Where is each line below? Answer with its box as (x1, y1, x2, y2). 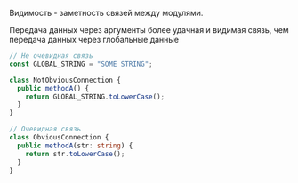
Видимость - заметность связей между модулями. (9, 8, 204, 18)
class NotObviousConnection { (9, 76, 122, 84)
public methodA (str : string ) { (17, 141, 133, 150)
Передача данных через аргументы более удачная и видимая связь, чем (9, 25, 289, 35)
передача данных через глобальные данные (9, 35, 180, 44)
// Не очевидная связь (9, 52, 93, 60)
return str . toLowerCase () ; (25, 149, 125, 158)
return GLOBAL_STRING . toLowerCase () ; (25, 92, 165, 101)
